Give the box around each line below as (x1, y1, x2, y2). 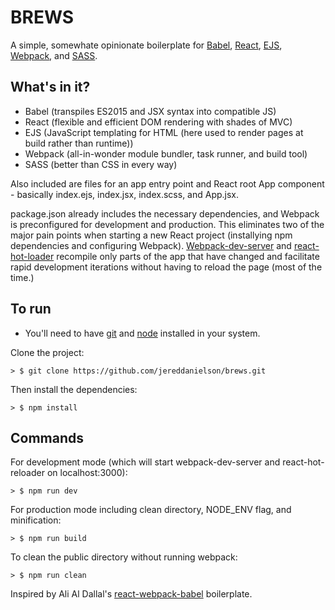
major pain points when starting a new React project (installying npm (10, 229, 293, 241)
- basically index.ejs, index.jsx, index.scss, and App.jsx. (10, 188, 240, 200)
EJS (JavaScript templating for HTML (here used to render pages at (24, 126, 304, 138)
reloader (10, 467, 45, 479)
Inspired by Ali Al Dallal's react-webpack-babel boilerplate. (10, 588, 253, 600)
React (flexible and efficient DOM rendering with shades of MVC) (24, 116, 293, 128)
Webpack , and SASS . (10, 49, 98, 61)
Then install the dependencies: (10, 383, 138, 395)
